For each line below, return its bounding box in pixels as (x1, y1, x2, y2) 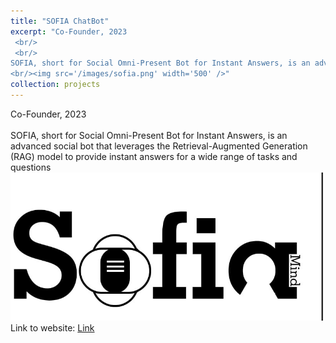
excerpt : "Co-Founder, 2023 (10, 26, 128, 37)
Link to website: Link (10, 322, 95, 334)
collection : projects (10, 80, 101, 90)
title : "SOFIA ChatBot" (10, 16, 110, 26)
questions (10, 161, 52, 173)
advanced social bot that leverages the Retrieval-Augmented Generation (10, 140, 308, 152)
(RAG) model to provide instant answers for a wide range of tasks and (10, 150, 298, 162)
